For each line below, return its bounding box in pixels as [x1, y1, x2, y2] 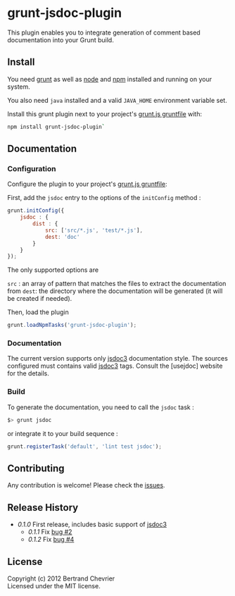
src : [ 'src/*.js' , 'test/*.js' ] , [44, 227, 143, 234]
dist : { [32, 221, 58, 228]
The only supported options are [7, 266, 99, 274]
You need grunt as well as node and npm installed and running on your [7, 75, 212, 83]
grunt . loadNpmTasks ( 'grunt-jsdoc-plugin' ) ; [7, 322, 137, 329]
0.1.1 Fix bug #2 [27, 528, 72, 536]
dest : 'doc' [44, 233, 80, 240]
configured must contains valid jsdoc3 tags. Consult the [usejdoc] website [7, 361, 223, 371]
